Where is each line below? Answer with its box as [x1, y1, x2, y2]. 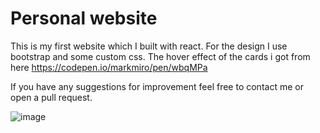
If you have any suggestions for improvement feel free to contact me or [10, 80, 304, 92]
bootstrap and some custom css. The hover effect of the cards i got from [10, 50, 311, 62]
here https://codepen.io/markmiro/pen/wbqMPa [10, 61, 208, 73]
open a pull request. [10, 91, 93, 103]
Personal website [10, 7, 158, 30]
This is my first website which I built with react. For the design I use [10, 40, 288, 52]
